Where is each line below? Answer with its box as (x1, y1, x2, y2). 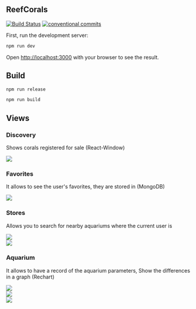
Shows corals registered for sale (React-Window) (6, 144, 125, 151)
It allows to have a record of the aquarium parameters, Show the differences (6, 267, 191, 274)
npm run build (6, 97, 41, 103)
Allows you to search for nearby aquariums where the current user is (6, 222, 173, 229)
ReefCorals (6, 5, 48, 15)
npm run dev (6, 43, 35, 49)
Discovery (6, 130, 36, 139)
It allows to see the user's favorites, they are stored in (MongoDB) (6, 183, 165, 190)
